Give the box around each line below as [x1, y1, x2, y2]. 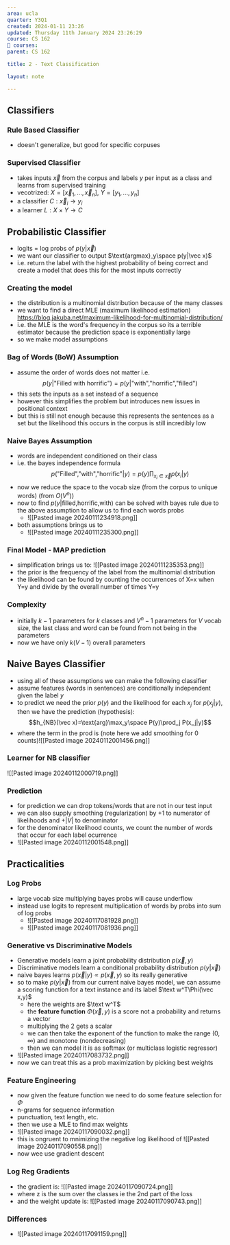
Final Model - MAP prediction [7, 545, 106, 554]
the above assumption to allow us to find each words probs [16, 506, 184, 514]
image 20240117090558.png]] [16, 1142, 103, 1151]
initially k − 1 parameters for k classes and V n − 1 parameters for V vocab [16, 616, 222, 625]
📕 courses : [7, 42, 38, 49]
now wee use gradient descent [16, 1149, 105, 1158]
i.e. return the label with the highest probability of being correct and [16, 259, 209, 267]
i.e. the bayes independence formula [16, 458, 121, 467]
